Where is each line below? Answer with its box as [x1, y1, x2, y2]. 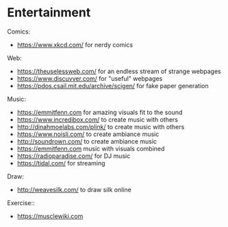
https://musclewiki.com [16, 212, 84, 220]
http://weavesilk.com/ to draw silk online [16, 185, 131, 193]
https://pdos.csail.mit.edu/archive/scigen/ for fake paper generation [16, 81, 209, 90]
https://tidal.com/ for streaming [16, 159, 105, 167]
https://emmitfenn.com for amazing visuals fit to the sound [16, 108, 183, 116]
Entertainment [7, 5, 91, 21]
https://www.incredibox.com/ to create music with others [16, 115, 178, 124]
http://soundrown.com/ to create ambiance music [16, 137, 157, 145]
